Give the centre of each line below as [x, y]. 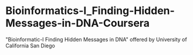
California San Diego [30, 46]
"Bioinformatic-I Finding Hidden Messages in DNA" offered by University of [96, 39]
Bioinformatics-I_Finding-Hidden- [90, 11]
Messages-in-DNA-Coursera [78, 23]
